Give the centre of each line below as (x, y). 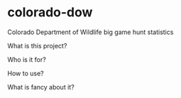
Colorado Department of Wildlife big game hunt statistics (90, 32)
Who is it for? (27, 59)
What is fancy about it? (41, 87)
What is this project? (37, 45)
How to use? (26, 73)
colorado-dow (50, 12)
